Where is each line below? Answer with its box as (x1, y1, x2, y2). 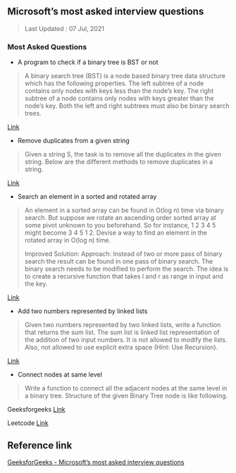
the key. (24, 280, 48, 288)
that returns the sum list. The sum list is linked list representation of (24, 328, 220, 337)
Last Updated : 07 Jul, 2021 (24, 24, 104, 32)
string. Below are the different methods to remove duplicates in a (24, 158, 213, 166)
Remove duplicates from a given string (17, 137, 130, 145)
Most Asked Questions (7, 42, 87, 51)
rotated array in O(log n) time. (24, 236, 111, 245)
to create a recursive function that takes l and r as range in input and (24, 272, 224, 281)
